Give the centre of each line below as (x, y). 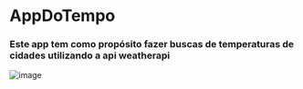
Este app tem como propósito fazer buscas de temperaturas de (152, 44)
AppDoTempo (63, 16)
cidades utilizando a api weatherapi (90, 55)
